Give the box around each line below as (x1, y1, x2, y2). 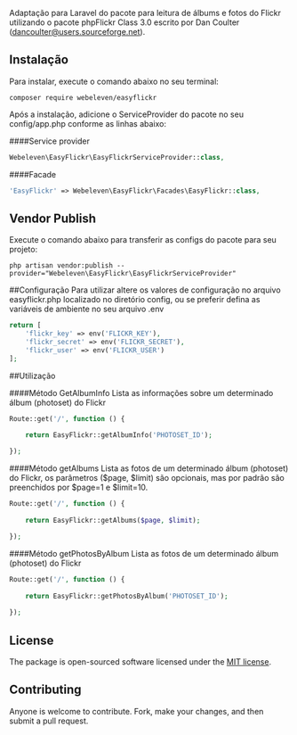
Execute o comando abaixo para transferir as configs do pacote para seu (9, 235, 277, 245)
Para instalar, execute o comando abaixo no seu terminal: (9, 76, 220, 87)
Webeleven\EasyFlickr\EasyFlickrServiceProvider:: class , (9, 153, 225, 161)
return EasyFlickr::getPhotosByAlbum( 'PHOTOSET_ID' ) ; (25, 591, 229, 600)
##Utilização (9, 370, 56, 381)
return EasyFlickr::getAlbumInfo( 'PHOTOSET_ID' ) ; (25, 430, 213, 440)
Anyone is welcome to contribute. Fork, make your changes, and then (9, 706, 264, 716)
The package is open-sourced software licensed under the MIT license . (9, 656, 272, 667)
